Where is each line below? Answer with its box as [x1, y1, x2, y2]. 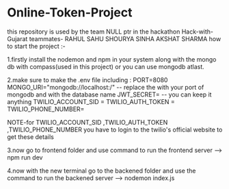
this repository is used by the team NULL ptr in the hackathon [7, 27, 180, 36]
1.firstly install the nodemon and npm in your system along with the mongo [7, 55, 217, 63]
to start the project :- [7, 42, 66, 50]
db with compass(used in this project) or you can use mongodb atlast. [7, 62, 205, 71]
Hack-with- [181, 27, 214, 36]
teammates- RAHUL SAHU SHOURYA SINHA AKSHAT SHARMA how [29, 34, 221, 42]
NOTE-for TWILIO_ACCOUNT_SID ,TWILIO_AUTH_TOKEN [7, 118, 168, 126]
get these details [7, 132, 55, 141]
